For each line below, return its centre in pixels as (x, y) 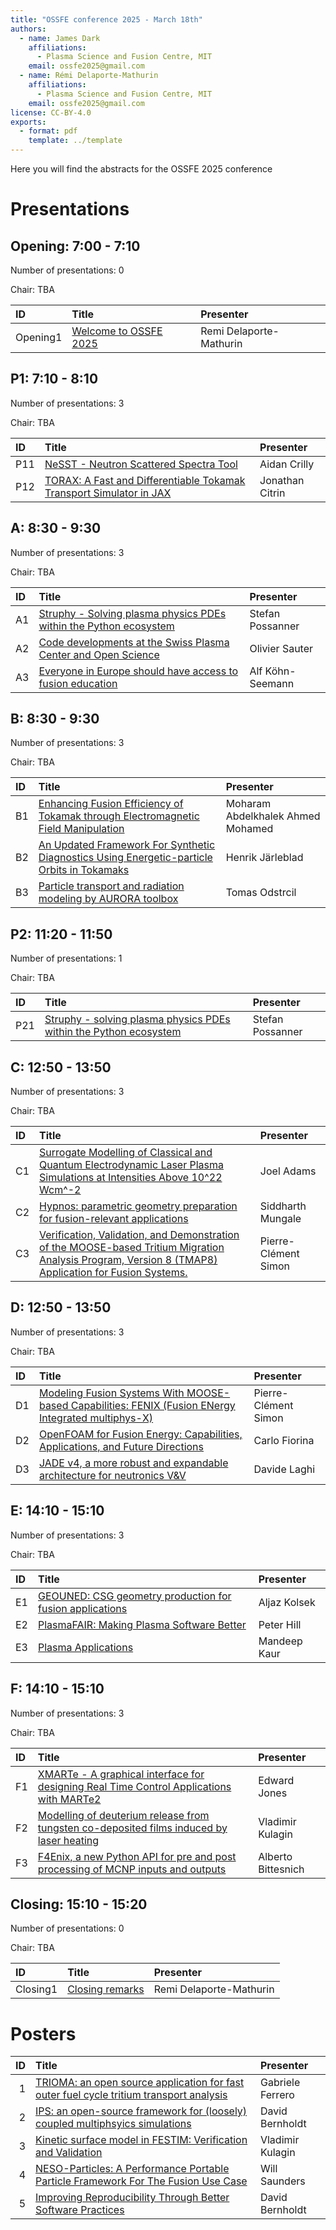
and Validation (69, 2153)
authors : (28, 29)
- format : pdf (48, 131)
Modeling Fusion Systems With (111, 1393)
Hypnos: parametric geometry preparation (138, 1206)
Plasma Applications (86, 1647)
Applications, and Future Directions (121, 1446)
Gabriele (280, 2083)
